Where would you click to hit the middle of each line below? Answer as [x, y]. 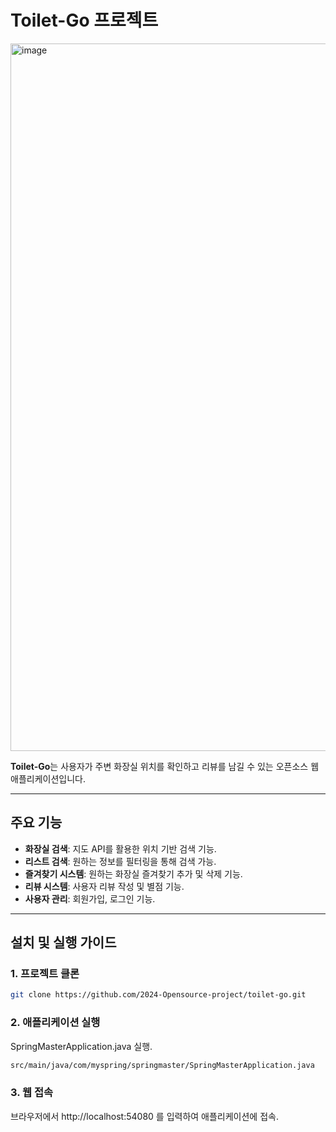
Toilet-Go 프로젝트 [84, 20]
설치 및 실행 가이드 [63, 942]
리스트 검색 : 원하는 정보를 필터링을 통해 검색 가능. [120, 861]
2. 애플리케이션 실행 [55, 1023]
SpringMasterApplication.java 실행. [81, 1046]
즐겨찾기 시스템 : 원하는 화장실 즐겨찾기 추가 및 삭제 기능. [133, 873]
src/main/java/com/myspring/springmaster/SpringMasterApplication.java [162, 1065]
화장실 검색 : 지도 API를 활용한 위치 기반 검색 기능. [120, 848]
